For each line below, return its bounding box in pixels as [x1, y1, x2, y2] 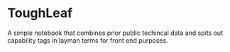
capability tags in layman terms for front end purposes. [7, 36, 168, 44]
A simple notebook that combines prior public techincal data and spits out [7, 28, 224, 37]
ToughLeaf [7, 5, 73, 21]
